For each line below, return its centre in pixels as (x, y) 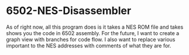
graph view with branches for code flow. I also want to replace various (91, 39)
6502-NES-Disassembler (69, 11)
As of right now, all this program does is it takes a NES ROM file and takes (95, 27)
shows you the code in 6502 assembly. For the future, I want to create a (93, 33)
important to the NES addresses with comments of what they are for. (89, 46)
